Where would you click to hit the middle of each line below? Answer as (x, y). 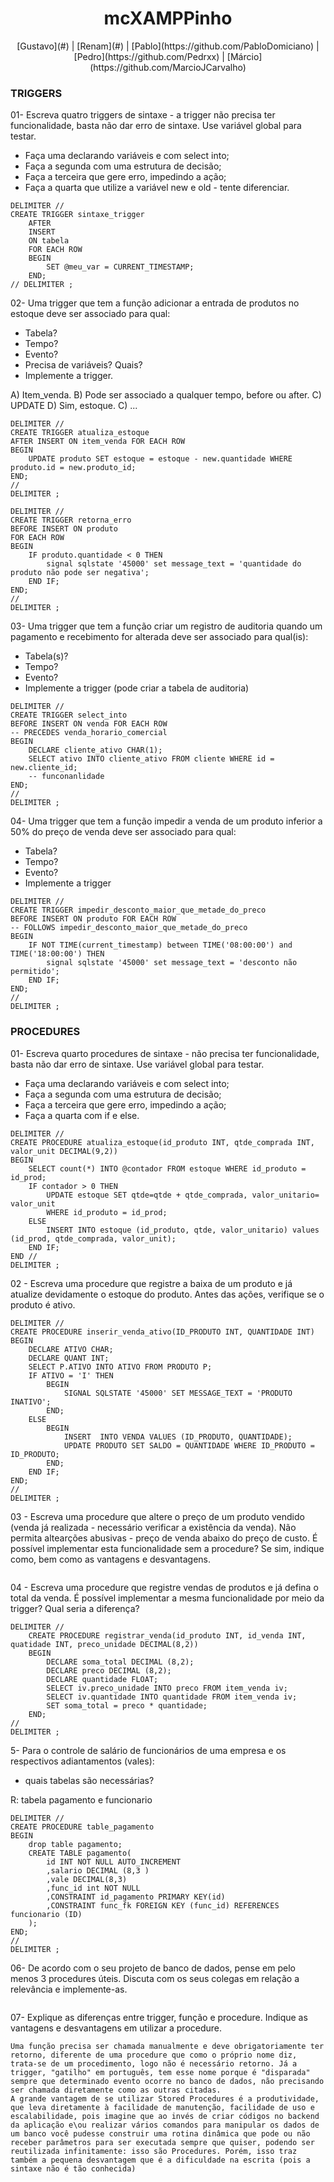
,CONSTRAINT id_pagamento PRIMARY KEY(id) (136, 1897)
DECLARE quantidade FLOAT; (102, 1679)
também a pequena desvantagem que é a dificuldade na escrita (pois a (160, 2160)
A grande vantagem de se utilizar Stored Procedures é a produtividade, (165, 2098)
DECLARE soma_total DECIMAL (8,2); (120, 1662)
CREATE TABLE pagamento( (80, 1853)
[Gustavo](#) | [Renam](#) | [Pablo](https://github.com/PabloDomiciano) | (168, 46)
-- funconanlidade (66, 777)
